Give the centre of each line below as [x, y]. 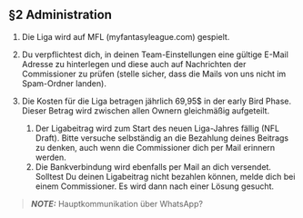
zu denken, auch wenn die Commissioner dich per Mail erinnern [155, 147]
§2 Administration [61, 15]
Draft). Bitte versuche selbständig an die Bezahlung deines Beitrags [162, 138]
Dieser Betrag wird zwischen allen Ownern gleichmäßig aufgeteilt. [146, 110]
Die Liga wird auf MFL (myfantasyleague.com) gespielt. [126, 36]
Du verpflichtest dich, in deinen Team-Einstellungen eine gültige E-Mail [155, 54]
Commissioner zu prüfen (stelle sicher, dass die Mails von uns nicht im [154, 74]
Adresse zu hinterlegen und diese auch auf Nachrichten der [134, 64]
